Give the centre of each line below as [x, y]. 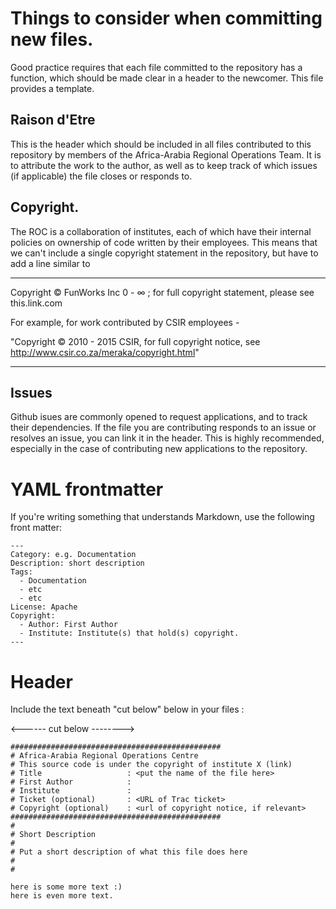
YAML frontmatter [87, 489]
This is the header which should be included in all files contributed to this [161, 144]
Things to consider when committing [166, 18]
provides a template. [52, 88]
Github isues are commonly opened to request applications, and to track [159, 417]
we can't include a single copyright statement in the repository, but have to [164, 253]
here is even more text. [62, 896]
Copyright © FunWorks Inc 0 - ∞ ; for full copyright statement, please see [162, 292]
